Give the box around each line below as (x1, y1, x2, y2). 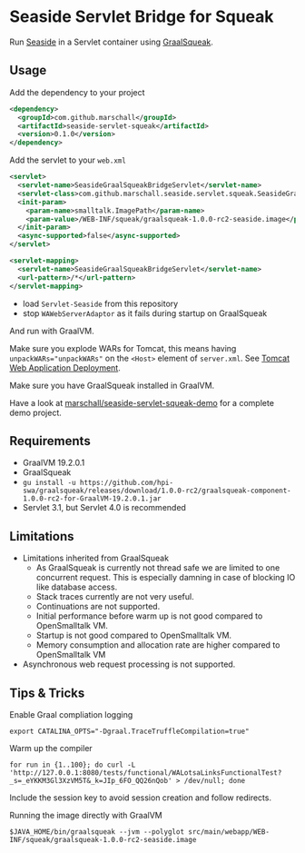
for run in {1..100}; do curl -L (9, 760, 136, 769)
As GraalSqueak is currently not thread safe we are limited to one (35, 562, 280, 573)
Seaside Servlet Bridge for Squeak (9, 6, 274, 27)
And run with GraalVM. (9, 325, 95, 336)
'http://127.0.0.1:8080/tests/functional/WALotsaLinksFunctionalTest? (9, 768, 282, 778)
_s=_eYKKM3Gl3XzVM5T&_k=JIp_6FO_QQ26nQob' (9, 776, 172, 785)
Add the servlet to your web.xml (9, 154, 127, 165)
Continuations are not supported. (35, 601, 161, 612)
